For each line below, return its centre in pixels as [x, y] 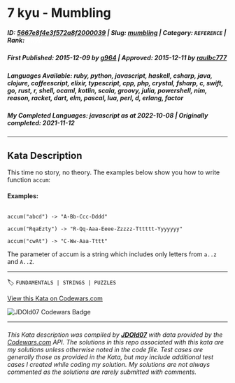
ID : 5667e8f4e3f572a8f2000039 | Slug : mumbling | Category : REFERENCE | [117, 32]
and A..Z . [21, 262]
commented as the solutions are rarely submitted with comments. [102, 372]
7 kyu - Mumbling [59, 13]
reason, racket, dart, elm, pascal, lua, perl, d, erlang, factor [95, 98]
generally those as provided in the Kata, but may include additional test [110, 357]
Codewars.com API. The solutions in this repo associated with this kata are [116, 342]
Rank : [16, 40]
